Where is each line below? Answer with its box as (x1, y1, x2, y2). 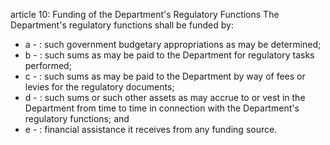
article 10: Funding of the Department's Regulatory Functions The (10, 9, 280, 20)
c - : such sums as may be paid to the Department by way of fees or (24, 70, 306, 82)
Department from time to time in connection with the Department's (24, 102, 300, 114)
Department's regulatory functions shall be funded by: (10, 19, 234, 31)
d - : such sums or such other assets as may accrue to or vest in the (24, 92, 306, 103)
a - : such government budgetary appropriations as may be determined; (24, 39, 322, 50)
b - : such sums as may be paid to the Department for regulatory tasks (24, 49, 315, 61)
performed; (24, 60, 72, 71)
